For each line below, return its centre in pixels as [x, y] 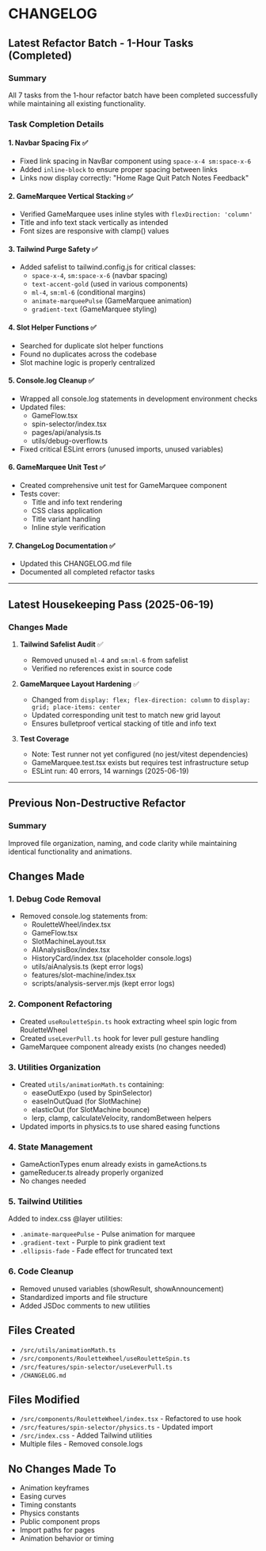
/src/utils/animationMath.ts [68, 1350]
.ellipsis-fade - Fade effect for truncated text [96, 1251]
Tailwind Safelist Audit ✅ [61, 644]
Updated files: [42, 407]
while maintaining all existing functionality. [77, 103]
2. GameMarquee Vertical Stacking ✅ [71, 196]
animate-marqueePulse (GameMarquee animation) [112, 301]
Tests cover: [40, 494]
